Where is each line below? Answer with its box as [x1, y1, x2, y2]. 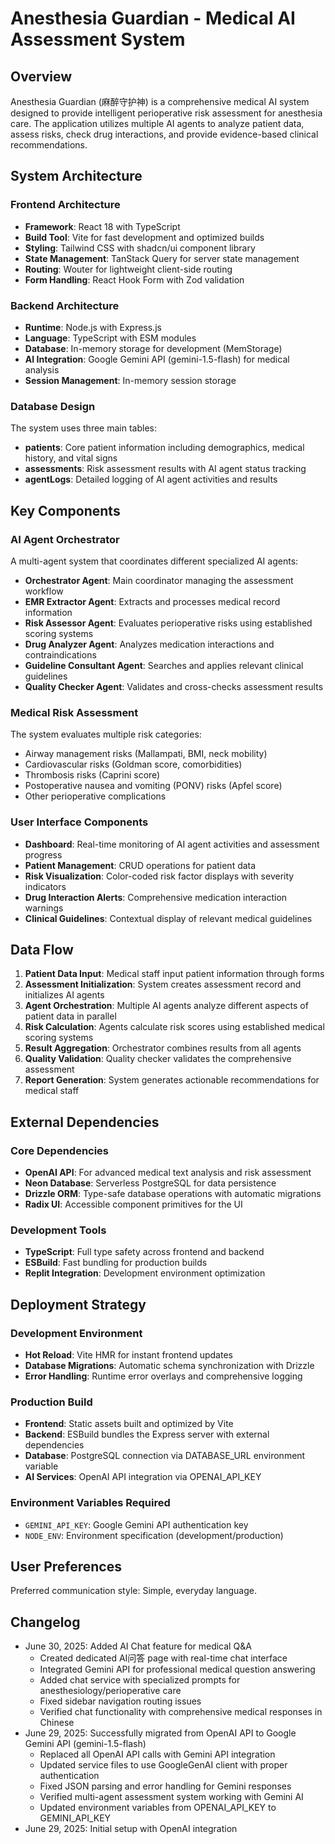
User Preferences [10, 1558, 122, 1576]
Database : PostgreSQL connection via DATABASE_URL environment [24, 1450, 306, 1462]
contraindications [24, 648, 97, 661]
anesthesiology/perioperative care [39, 1685, 182, 1697]
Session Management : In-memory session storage [24, 374, 237, 386]
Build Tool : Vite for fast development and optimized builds [24, 231, 265, 243]
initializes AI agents [24, 989, 105, 1001]
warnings [24, 902, 64, 914]
